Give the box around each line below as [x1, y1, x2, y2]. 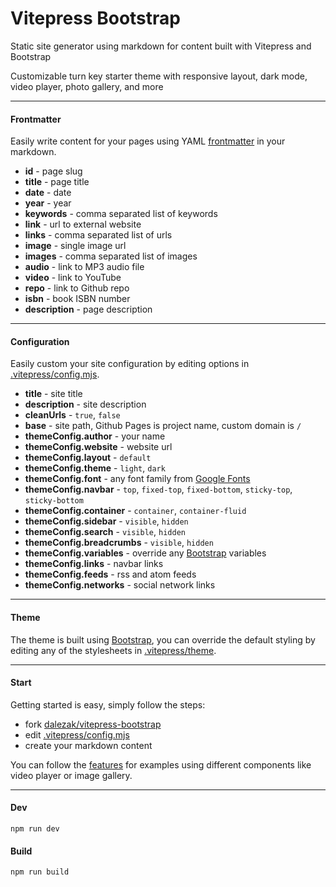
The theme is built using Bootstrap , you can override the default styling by [10, 633, 316, 646]
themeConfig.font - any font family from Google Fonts [24, 473, 251, 485]
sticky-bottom [24, 496, 84, 506]
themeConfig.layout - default [24, 452, 152, 464]
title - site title [24, 388, 83, 400]
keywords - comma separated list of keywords [24, 208, 218, 220]
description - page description [24, 303, 153, 316]
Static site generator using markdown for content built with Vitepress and [10, 40, 312, 52]
